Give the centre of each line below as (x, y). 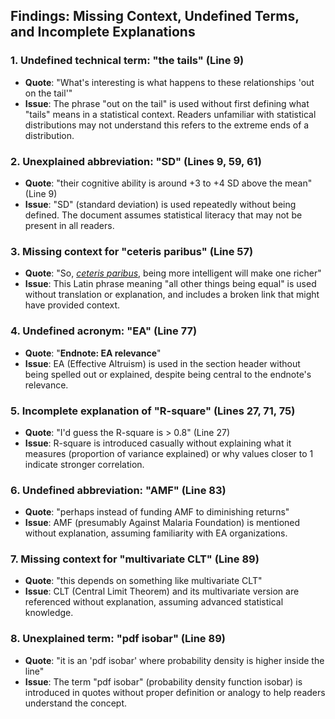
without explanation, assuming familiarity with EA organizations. (156, 533)
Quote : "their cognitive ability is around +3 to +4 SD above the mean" (168, 183)
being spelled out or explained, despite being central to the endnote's (168, 374)
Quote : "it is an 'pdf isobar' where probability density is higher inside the (174, 660)
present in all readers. (69, 225)
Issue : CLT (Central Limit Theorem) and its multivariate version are (162, 591)
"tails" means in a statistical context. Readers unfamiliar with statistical (170, 114)
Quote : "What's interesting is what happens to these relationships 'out (169, 82)
